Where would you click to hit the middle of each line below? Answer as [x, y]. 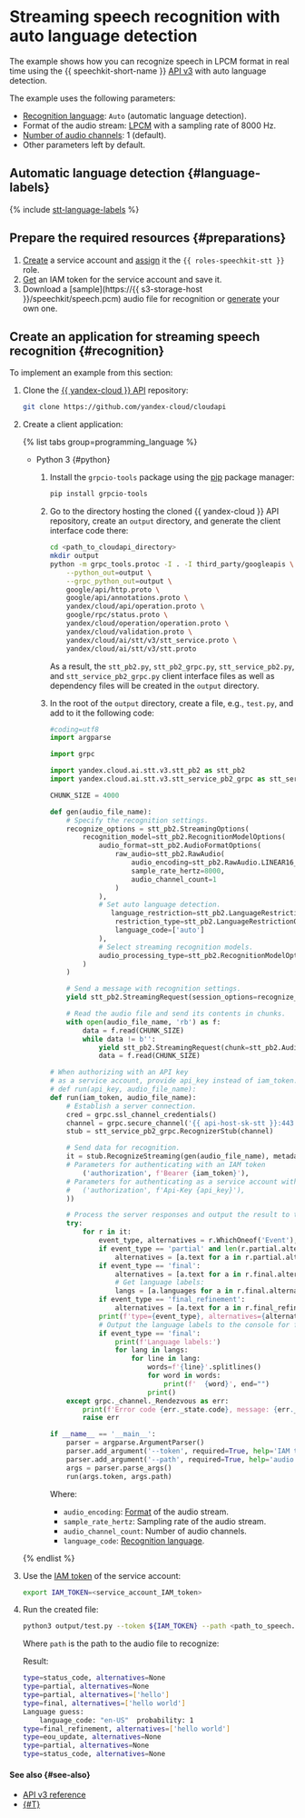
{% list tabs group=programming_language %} [110, 442]
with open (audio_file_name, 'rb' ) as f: [144, 1022]
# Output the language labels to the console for [194, 1324]
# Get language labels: [160, 1283]
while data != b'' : [119, 1039]
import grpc [72, 754]
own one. [40, 308]
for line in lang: [166, 1359]
